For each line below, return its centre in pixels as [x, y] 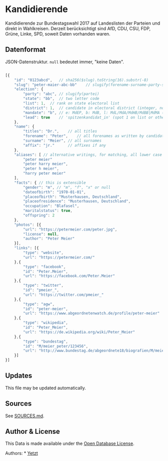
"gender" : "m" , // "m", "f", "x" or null [67, 187]
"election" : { [29, 89]
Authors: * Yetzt [22, 453]
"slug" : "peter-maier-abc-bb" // [52, 85]
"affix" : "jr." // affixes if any [65, 145]
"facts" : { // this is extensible [50, 183]
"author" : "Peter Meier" [49, 239]
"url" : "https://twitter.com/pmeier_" [63, 295]
